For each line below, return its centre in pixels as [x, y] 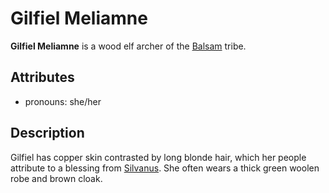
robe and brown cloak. [56, 178]
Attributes [42, 77]
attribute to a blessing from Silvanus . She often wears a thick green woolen [165, 168]
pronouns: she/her [63, 101]
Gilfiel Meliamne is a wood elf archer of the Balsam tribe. [128, 46]
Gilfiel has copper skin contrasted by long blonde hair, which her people [158, 157]
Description [47, 133]
